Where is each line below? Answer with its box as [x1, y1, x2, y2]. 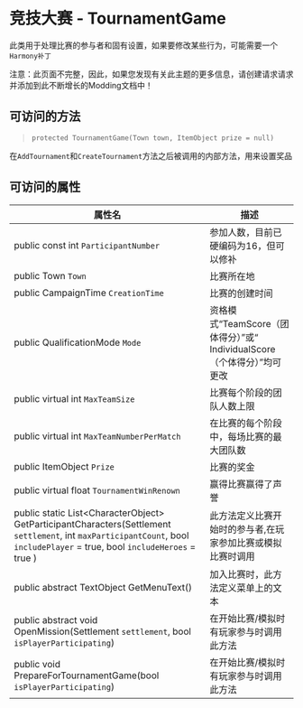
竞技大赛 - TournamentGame [9, 8, 227, 29]
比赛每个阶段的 [209, 386, 273, 398]
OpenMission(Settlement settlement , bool [14, 625, 192, 638]
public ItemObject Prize [14, 460, 115, 472]
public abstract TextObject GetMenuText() [14, 581, 192, 593]
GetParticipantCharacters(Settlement [14, 517, 171, 530]
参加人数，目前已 [209, 226, 282, 238]
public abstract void [14, 613, 98, 626]
